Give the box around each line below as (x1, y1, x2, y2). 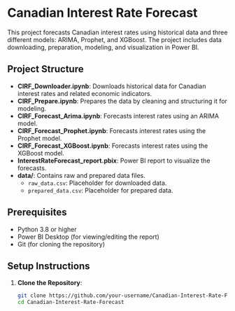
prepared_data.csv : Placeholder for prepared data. (27, 186, 173, 194)
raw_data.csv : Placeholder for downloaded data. (27, 179, 167, 187)
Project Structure (7, 63, 84, 75)
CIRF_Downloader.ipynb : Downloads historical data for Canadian (17, 82, 206, 90)
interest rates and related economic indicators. (17, 89, 152, 97)
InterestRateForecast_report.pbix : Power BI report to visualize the (17, 156, 211, 165)
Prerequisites (7, 207, 67, 219)
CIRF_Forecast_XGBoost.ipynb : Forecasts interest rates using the (17, 141, 208, 150)
